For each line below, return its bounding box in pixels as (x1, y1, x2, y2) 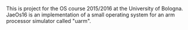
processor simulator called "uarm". (6, 18, 91, 24)
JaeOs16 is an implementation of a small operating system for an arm (6, 11, 175, 18)
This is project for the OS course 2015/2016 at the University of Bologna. (6, 5, 183, 12)
